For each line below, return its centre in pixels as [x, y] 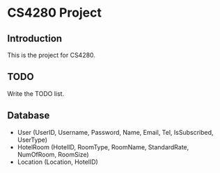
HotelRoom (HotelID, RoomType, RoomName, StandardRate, [103, 147]
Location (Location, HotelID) [58, 162]
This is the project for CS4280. [52, 55]
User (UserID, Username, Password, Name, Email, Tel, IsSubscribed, [115, 132]
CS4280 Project [55, 13]
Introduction [35, 39]
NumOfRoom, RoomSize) [53, 154]
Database [29, 116]
